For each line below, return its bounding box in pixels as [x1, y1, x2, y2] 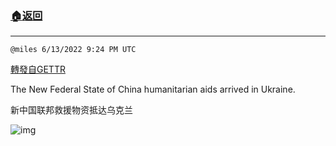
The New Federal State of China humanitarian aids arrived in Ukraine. [10, 83, 296, 96]
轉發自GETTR [10, 63, 66, 76]
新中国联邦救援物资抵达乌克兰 [10, 104, 133, 116]
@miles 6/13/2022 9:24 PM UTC [10, 45, 137, 55]
